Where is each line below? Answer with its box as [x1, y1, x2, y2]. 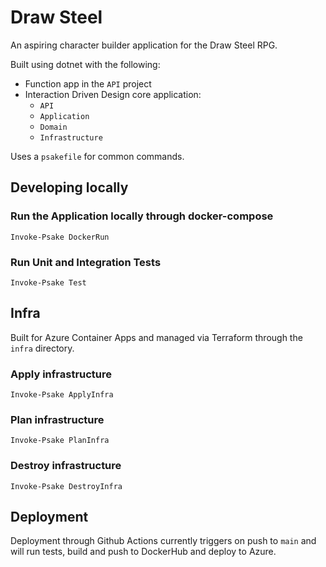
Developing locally [10, 179, 129, 196]
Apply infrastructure [10, 367, 113, 381]
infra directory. [10, 342, 75, 354]
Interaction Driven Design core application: [24, 88, 202, 100]
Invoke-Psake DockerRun [10, 232, 110, 242]
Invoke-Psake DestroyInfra [10, 481, 123, 491]
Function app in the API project [24, 77, 152, 90]
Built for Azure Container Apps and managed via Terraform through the [10, 331, 303, 343]
